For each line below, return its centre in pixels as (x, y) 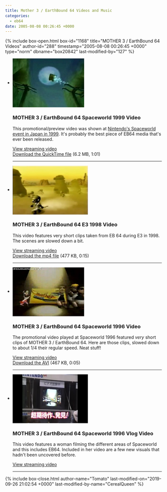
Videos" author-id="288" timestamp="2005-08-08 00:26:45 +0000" (76, 46)
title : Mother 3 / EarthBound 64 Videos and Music (59, 10)
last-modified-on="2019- (136, 479)
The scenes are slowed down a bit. (48, 241)
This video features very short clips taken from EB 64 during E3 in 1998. (86, 235)
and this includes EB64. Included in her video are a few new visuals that (86, 450)
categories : (17, 16)
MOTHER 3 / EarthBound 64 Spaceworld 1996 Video (76, 326)
